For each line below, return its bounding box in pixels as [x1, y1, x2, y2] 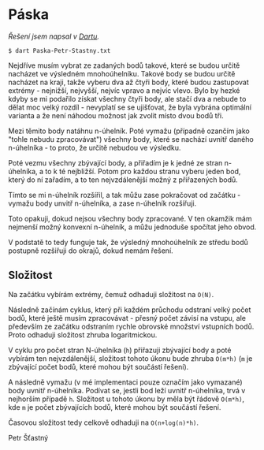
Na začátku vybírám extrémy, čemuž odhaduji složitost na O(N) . [8, 289, 214, 299]
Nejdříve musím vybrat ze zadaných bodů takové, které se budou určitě [8, 61, 240, 70]
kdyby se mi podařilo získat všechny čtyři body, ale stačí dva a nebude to [8, 94, 247, 103]
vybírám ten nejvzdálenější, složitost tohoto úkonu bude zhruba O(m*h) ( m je [8, 353, 253, 363]
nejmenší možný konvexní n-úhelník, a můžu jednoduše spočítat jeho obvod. [8, 222, 257, 232]
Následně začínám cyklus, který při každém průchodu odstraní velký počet [8, 305, 251, 314]
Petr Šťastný [8, 433, 49, 442]
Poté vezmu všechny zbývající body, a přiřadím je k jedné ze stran [8, 158, 223, 167]
